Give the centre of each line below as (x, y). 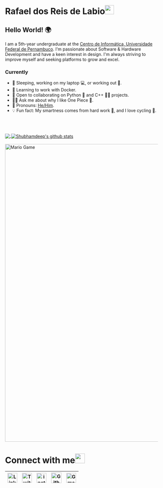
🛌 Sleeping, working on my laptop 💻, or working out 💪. (67, 83)
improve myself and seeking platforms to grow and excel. (62, 59)
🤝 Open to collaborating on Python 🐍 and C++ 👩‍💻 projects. (71, 95)
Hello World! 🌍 (28, 30)
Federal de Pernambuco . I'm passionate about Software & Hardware (73, 49)
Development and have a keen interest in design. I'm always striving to (75, 54)
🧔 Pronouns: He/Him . (33, 105)
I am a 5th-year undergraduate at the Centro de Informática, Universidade (79, 44)
